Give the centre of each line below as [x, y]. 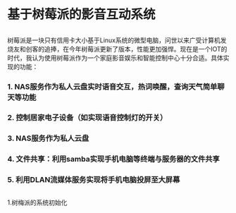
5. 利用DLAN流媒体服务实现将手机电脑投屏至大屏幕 [94, 180]
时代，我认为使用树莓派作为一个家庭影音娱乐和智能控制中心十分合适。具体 [115, 58]
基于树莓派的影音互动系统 [82, 14]
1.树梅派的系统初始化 [37, 202]
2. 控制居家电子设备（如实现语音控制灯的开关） [87, 118]
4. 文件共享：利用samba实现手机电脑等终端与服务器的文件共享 [113, 159]
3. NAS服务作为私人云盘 [48, 138]
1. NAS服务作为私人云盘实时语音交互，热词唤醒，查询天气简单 [112, 87]
